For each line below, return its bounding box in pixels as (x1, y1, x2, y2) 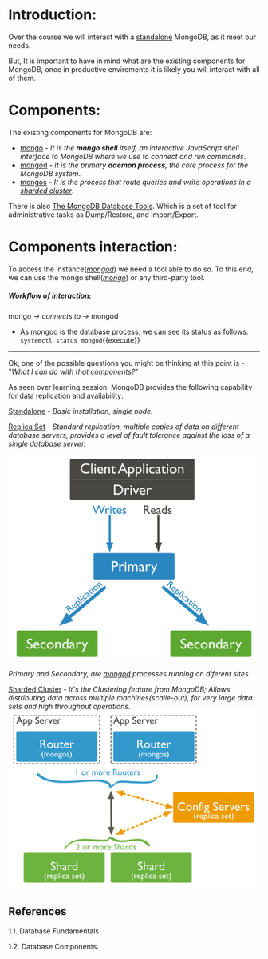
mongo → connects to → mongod (8, 311, 119, 321)
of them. (8, 73, 36, 82)
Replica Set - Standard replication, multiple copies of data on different (8, 422, 239, 431)
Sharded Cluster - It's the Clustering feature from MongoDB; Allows (8, 684, 231, 694)
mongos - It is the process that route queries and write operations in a (19, 177, 251, 187)
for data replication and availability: (8, 391, 124, 400)
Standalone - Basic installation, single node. (8, 406, 153, 415)
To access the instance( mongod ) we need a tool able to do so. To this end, (8, 264, 254, 274)
